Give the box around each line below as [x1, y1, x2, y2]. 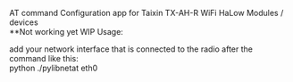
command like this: [9, 53, 79, 63]
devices [9, 17, 38, 28]
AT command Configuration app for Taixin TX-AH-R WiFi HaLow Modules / [9, 8, 284, 18]
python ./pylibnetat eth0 [9, 62, 98, 73]
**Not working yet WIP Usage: [9, 27, 123, 37]
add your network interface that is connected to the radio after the [9, 44, 253, 54]
